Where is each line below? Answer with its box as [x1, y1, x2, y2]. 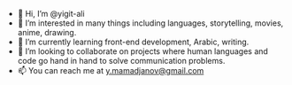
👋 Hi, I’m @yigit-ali [17, 9, 86, 19]
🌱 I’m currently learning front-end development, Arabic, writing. [17, 36, 250, 47]
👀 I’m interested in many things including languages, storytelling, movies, [17, 18, 284, 28]
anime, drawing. [17, 27, 77, 37]
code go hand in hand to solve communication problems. [17, 56, 226, 66]
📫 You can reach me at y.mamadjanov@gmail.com [17, 66, 204, 75]
